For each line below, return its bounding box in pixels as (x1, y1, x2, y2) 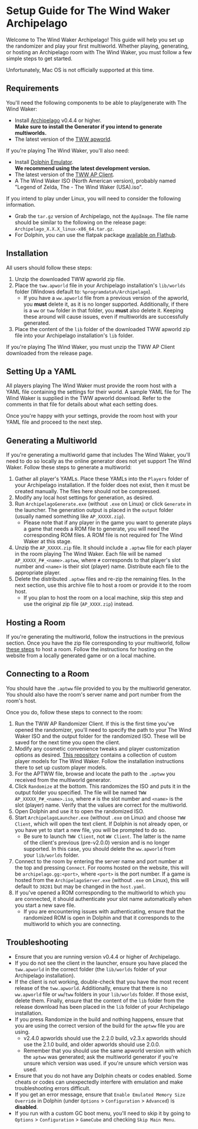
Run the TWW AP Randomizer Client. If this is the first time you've (14, 720, 175, 727)
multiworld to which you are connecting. (23, 920, 121, 927)
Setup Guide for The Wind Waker (6, 4, 170, 18)
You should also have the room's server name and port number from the (6, 691, 181, 698)
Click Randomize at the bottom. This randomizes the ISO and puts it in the (14, 783, 190, 790)
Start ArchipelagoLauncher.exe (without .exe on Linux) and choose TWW (14, 814, 186, 821)
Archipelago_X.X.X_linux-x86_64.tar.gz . (14, 225, 114, 232)
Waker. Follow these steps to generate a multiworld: (6, 464, 132, 471)
